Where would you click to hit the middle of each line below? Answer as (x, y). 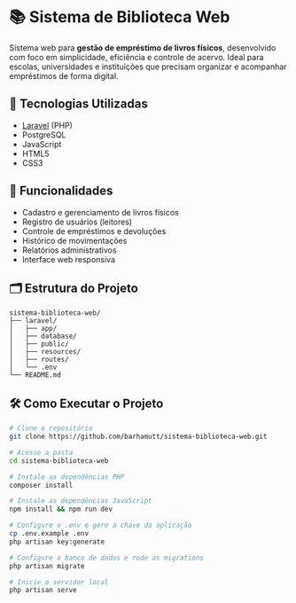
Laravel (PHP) (47, 125)
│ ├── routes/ (39, 360)
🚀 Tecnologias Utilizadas (78, 104)
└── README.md (35, 375)
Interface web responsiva (68, 259)
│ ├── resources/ (45, 352)
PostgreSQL (44, 135)
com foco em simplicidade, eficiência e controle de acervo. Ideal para (136, 57)
